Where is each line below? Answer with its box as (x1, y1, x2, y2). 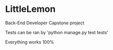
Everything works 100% (5, 39, 54, 45)
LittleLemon (5, 3, 56, 15)
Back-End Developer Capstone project (5, 20, 84, 26)
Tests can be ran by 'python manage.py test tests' (5, 29, 108, 35)
